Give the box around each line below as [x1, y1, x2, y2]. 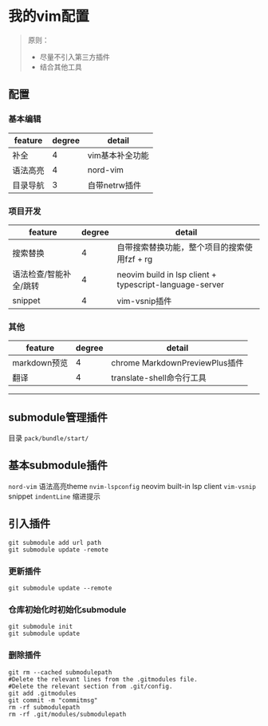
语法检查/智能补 [12, 268, 72, 279]
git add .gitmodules [8, 689, 77, 697]
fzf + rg [124, 253, 153, 264]
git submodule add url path [8, 539, 102, 546]
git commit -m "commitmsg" [8, 696, 98, 704]
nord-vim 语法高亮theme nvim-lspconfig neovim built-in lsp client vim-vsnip [8, 481, 257, 491]
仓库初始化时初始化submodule [8, 604, 127, 615]
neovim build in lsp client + [116, 269, 217, 280]
